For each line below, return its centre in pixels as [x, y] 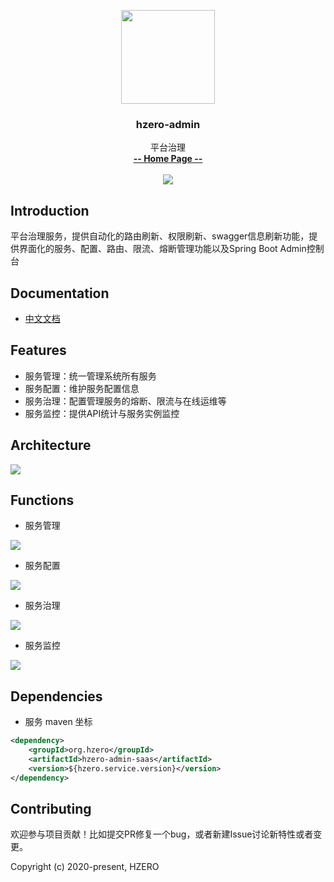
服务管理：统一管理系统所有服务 [90, 376]
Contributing [51, 808]
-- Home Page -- [168, 159]
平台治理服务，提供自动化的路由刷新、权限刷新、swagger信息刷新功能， [160, 236]
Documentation [60, 293]
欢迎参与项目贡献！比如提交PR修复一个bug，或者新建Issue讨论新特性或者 [162, 834]
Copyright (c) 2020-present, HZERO [85, 867]
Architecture [51, 445]
